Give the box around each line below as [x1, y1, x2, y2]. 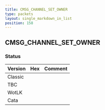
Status [5, 53, 21, 59]
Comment [44, 65, 67, 72]
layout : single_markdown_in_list [5, 16, 72, 21]
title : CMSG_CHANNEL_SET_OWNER [5, 7, 68, 12]
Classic [7, 73, 24, 80]
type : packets [5, 12, 34, 16]
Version [7, 65, 26, 72]
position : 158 [5, 20, 34, 26]
